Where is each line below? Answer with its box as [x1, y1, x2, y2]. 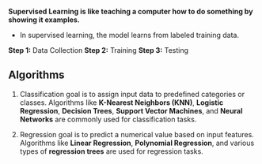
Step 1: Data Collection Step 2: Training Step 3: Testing [8, 46, 188, 54]
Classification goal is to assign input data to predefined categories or [19, 89, 245, 99]
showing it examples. [8, 15, 81, 24]
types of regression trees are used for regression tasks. [19, 146, 203, 156]
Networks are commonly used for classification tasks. [19, 114, 197, 124]
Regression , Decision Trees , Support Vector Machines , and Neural [19, 106, 243, 115]
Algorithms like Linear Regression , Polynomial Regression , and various [19, 138, 255, 147]
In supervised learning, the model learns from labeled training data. [19, 31, 240, 39]
